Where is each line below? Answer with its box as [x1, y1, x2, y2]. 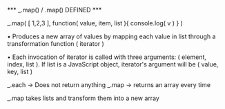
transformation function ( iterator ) [7, 40, 105, 47]
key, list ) [7, 68, 33, 75]
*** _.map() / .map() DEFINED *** [7, 6, 102, 14]
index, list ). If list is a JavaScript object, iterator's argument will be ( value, [7, 60, 219, 68]
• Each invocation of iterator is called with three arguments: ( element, [7, 53, 207, 61]
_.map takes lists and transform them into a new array [7, 94, 160, 102]
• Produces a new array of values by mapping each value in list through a [7, 32, 216, 40]
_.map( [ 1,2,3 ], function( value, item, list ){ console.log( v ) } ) [7, 19, 183, 27]
